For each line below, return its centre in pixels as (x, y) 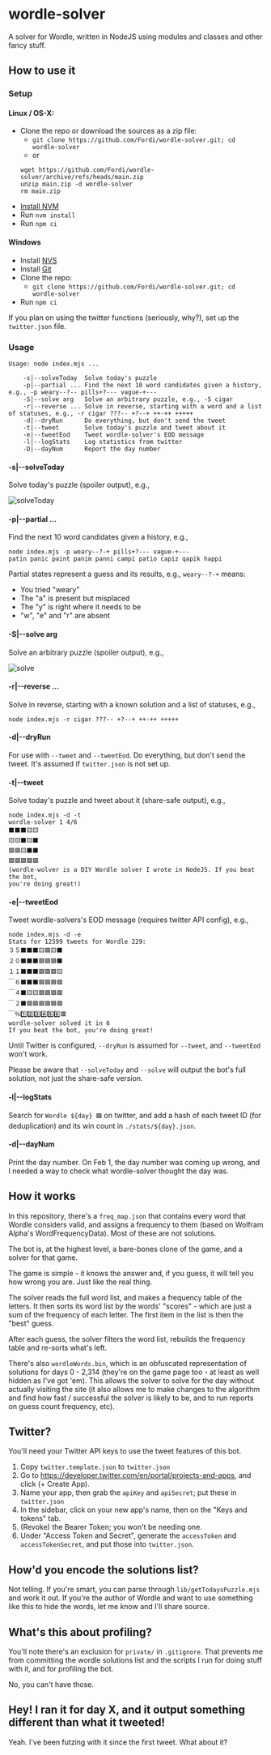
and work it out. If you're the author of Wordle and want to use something (131, 1598)
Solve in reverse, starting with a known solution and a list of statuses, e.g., (132, 704)
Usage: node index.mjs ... (54, 364)
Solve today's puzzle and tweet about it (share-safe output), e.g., (117, 801)
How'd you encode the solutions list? (104, 1570)
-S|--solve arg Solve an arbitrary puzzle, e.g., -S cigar (128, 399)
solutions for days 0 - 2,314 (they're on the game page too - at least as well (134, 1372)
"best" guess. (31, 1323)
